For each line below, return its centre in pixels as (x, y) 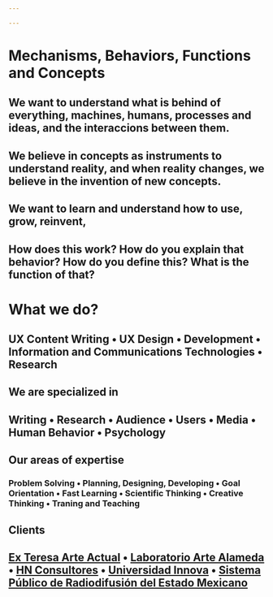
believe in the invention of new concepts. (115, 181)
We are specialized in (64, 392)
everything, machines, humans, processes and (130, 116)
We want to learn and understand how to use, (126, 209)
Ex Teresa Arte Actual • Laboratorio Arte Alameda (136, 557)
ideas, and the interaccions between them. (119, 128)
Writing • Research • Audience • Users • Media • (132, 420)
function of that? (52, 274)
